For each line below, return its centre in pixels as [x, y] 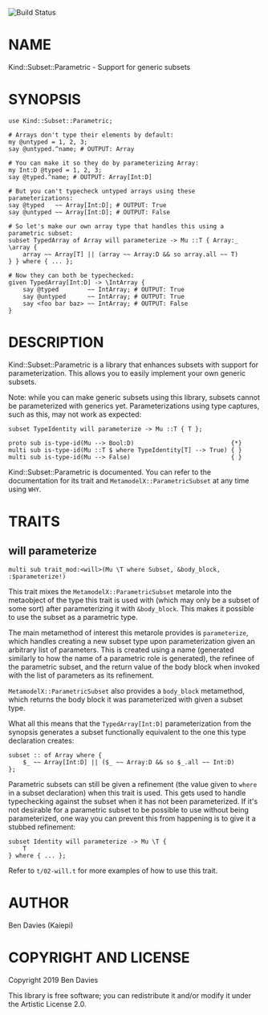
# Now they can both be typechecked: [71, 275]
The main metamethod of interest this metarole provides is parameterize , [128, 632]
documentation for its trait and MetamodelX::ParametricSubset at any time [129, 480]
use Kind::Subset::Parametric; [61, 120]
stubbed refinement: [42, 826]
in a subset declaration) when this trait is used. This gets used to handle [127, 793]
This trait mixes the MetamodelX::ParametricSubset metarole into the [120, 591]
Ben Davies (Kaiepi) [41, 925]
